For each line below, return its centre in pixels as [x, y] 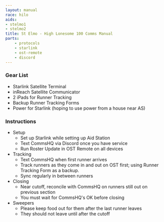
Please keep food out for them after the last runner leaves [81, 208]
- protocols [27, 43]
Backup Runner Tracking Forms [46, 103]
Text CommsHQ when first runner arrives [64, 159]
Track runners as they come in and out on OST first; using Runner [89, 165]
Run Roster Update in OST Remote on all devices [72, 149]
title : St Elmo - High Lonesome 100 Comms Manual [59, 34]
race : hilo [17, 15]
